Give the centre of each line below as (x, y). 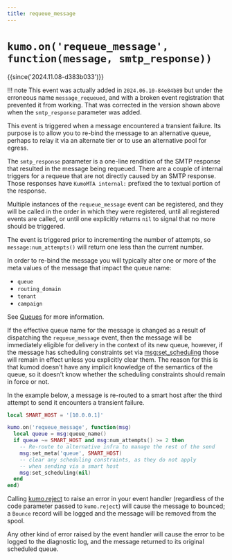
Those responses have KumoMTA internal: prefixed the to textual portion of (114, 183)
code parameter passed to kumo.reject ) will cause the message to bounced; (116, 506)
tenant (27, 296)
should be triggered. (36, 226)
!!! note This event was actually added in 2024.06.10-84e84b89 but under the (115, 90)
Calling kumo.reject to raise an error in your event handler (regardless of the (116, 499)
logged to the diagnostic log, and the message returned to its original (106, 542)
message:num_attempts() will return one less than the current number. (106, 247)
